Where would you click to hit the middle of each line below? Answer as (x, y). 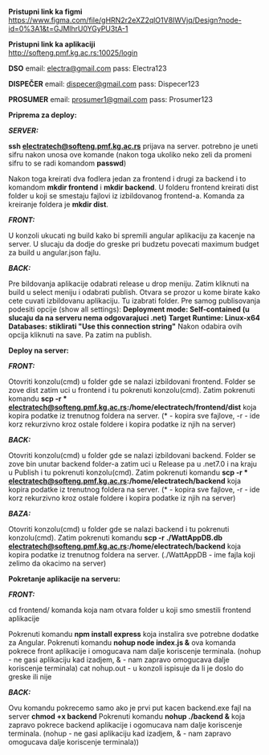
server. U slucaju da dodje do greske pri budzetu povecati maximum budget (134, 244)
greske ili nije (30, 677)
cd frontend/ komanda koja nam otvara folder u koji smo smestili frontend (130, 610)
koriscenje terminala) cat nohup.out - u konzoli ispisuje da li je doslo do (126, 668)
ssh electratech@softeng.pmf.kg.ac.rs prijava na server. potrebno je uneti (133, 146)
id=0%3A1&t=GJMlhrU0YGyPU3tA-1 (68, 29)
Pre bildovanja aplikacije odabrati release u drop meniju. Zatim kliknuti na (129, 284)
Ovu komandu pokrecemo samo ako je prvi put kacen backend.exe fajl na (130, 708)
